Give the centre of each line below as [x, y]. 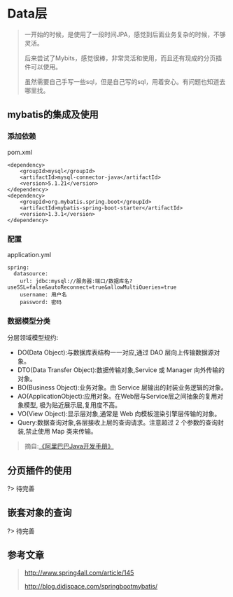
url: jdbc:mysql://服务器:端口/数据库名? [76, 281]
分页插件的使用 [40, 471]
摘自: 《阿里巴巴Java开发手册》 [69, 446]
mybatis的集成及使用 [53, 115]
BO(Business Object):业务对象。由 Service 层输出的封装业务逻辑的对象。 [122, 387]
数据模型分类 [29, 321]
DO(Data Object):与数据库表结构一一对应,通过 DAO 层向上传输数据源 [116, 352]
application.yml [29, 254]
